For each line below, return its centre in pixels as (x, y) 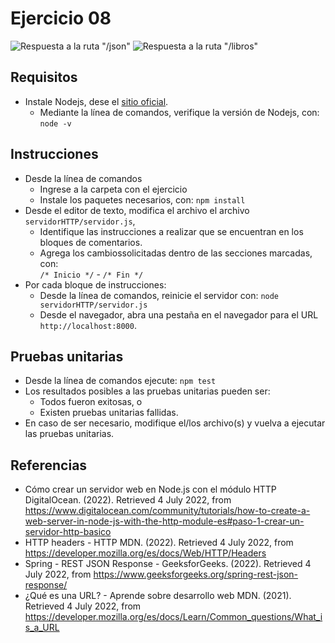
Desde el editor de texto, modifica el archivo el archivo (137, 210)
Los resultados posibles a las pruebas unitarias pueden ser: (147, 391)
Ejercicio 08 (61, 18)
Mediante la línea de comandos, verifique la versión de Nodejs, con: (179, 112)
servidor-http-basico (68, 532)
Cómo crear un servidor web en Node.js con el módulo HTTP (150, 489)
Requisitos (44, 77)
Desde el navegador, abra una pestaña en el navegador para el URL (179, 314)
